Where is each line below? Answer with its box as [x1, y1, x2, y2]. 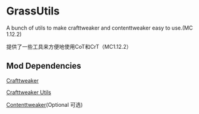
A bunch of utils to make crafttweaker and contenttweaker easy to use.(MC [6, 24, 193, 31]
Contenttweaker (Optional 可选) [6, 101, 83, 108]
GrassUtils [6, 4, 60, 18]
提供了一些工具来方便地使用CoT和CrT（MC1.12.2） [6, 43, 132, 50]
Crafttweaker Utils [6, 89, 51, 96]
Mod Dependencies [6, 61, 81, 71]
